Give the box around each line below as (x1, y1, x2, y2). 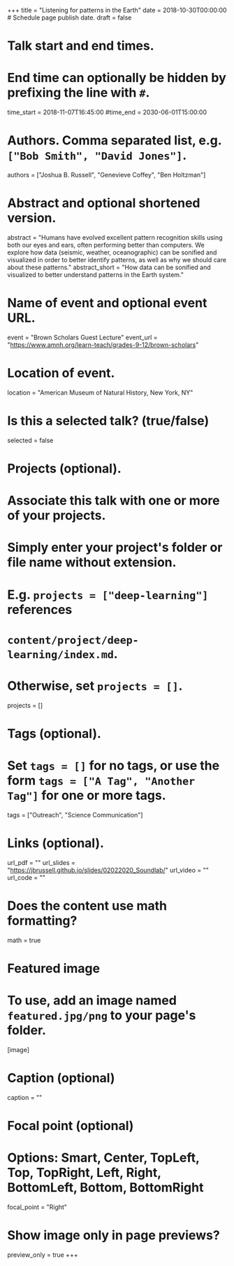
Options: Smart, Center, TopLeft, (7, 1150, 200, 1166)
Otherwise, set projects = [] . (7, 678, 183, 693)
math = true (7, 936, 41, 944)
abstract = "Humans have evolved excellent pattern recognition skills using (7, 233, 223, 241)
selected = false (7, 436, 54, 444)
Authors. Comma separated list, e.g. (7, 132, 222, 149)
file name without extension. (7, 554, 177, 571)
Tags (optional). (7, 726, 101, 742)
